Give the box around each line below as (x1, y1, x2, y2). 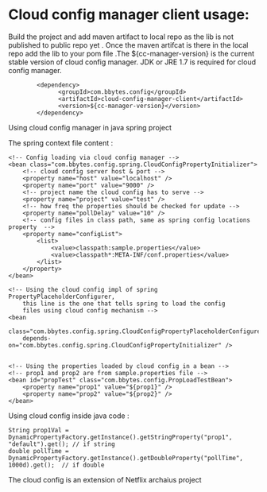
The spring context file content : (8, 138, 114, 148)
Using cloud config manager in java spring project (8, 122, 172, 132)
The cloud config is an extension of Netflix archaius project (8, 475, 202, 484)
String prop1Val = (8, 426, 69, 434)
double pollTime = (8, 447, 69, 455)
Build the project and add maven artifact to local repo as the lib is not (8, 32, 234, 41)
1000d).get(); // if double (8, 461, 105, 469)
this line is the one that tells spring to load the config (22, 300, 226, 308)
